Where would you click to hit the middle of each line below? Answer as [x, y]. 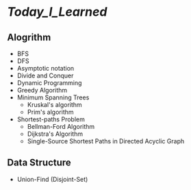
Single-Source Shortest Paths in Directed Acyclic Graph [106, 141]
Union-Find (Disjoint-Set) [52, 179]
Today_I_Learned [57, 12]
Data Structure [39, 163]
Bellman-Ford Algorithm [61, 127]
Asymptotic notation [46, 68]
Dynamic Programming [49, 83]
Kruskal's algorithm [54, 105]
